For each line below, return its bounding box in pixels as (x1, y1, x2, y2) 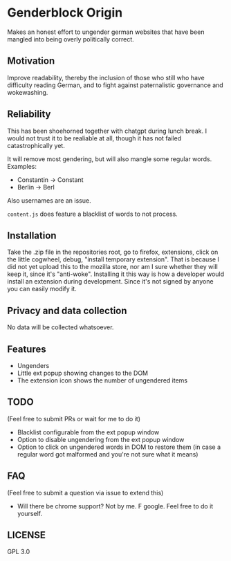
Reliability (7, 109, 51, 120)
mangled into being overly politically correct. (7, 35, 135, 43)
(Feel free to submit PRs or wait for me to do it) (7, 414, 140, 423)
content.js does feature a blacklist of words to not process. (7, 210, 178, 218)
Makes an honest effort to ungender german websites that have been (7, 28, 205, 36)
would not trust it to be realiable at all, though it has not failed (7, 134, 182, 142)
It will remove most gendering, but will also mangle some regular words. (7, 154, 212, 163)
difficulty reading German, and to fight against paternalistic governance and (7, 81, 223, 89)
